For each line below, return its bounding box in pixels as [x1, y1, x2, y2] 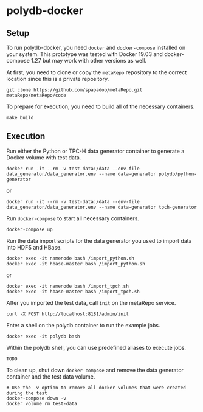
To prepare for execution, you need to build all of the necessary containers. [6, 103, 195, 110]
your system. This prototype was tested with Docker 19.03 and [6, 51, 163, 58]
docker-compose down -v [6, 395, 67, 402]
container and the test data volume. [6, 372, 95, 380]
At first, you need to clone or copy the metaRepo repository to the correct [6, 69, 187, 76]
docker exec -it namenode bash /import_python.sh [6, 255, 135, 262]
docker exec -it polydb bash [6, 333, 80, 340]
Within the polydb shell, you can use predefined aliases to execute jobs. [6, 344, 187, 351]
